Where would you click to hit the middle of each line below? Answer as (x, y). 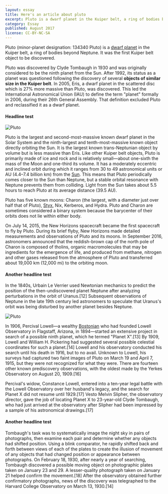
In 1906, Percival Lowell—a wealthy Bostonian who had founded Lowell (78, 326)
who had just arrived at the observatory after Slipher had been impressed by (84, 405)
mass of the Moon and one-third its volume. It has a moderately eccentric (81, 164)
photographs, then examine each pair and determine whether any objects (81, 438)
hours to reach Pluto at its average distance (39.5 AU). (61, 190)
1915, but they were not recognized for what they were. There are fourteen (82, 363)
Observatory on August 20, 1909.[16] (43, 374)
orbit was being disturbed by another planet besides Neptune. (69, 307)
